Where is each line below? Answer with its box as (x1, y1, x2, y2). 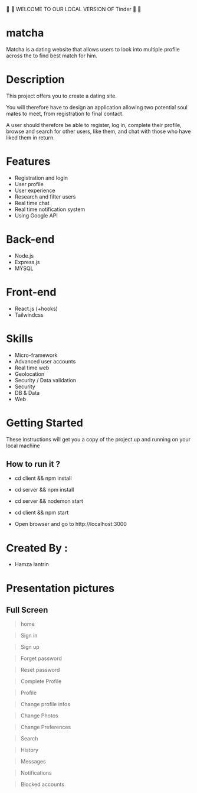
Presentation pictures (6, 581, 115, 595)
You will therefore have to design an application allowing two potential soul (6, 103, 188, 110)
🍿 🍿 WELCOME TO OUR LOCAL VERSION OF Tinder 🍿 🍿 (6, 6, 142, 12)
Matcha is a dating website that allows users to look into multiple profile (6, 45, 180, 53)
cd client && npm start (14, 509, 69, 516)
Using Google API (14, 212, 58, 219)
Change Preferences (20, 724, 71, 731)
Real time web (14, 364, 50, 371)
